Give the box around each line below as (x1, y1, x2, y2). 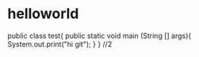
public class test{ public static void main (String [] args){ (7, 31, 192, 40)
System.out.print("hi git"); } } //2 (7, 39, 113, 48)
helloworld (7, 5, 79, 23)
